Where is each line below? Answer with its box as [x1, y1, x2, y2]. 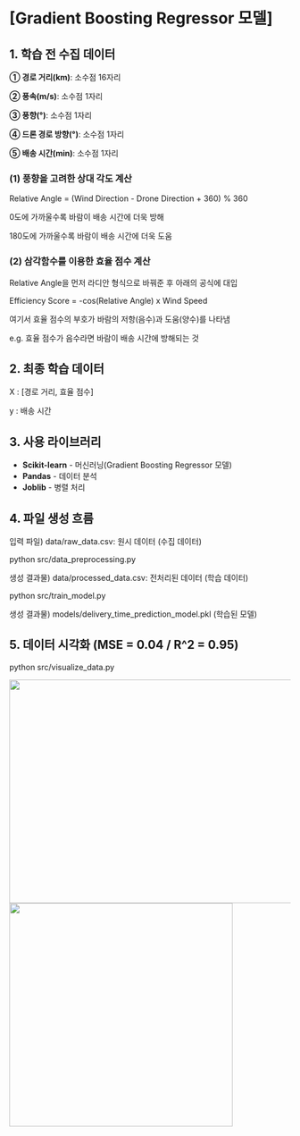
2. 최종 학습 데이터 [9, 361, 104, 376]
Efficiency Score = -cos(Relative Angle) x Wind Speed [9, 295, 208, 306]
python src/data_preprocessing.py [9, 554, 137, 565]
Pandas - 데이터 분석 [21, 471, 97, 482]
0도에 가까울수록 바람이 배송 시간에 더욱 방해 [9, 212, 165, 223]
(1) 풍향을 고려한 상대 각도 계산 [9, 172, 132, 184]
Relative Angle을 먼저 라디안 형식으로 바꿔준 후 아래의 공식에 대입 [9, 277, 238, 288]
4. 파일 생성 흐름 [9, 510, 94, 526]
